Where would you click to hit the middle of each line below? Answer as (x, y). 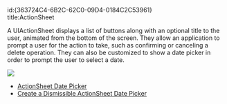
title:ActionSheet (31, 17)
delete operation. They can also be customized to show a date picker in (109, 52)
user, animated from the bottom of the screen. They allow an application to (113, 38)
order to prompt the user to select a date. (66, 60)
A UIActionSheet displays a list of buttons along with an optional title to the (113, 31)
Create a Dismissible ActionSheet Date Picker (82, 93)
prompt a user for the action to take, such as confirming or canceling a (108, 45)
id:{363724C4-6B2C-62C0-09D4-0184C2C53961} (80, 10)
